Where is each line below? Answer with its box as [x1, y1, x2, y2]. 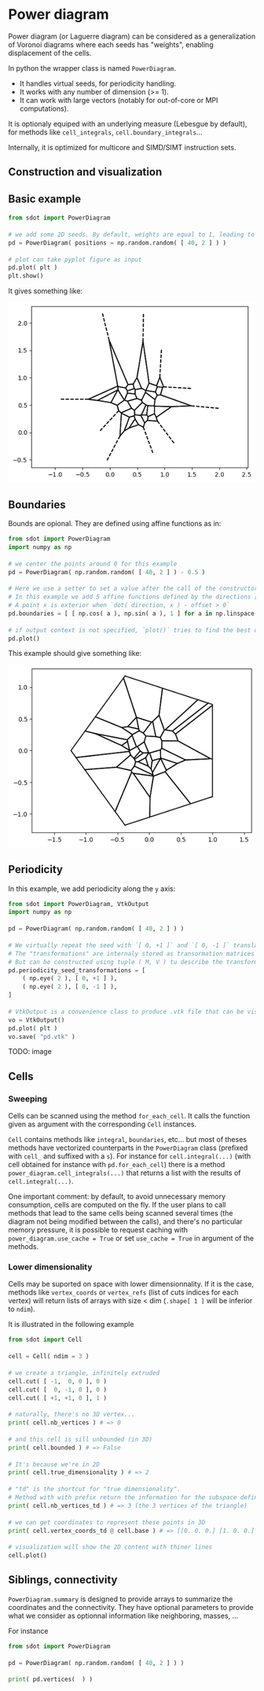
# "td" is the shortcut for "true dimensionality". [8, 1485, 181, 1494]
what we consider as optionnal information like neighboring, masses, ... [8, 1611, 239, 1620]
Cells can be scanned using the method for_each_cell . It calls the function [8, 1111, 250, 1121]
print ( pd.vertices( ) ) [8, 1675, 93, 1684]
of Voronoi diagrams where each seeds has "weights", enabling [8, 39, 214, 49]
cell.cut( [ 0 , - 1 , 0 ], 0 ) [8, 1386, 108, 1394]
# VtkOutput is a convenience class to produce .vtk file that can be [8, 1008, 244, 1015]
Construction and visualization [8, 165, 163, 179]
